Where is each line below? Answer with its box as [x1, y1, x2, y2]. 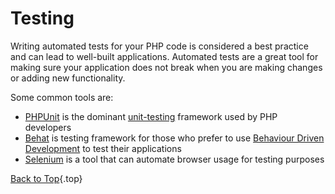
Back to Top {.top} [10, 172, 83, 184]
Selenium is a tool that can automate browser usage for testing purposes [24, 153, 325, 165]
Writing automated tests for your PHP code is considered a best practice [10, 40, 309, 52]
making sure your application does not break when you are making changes [10, 61, 323, 73]
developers [24, 121, 72, 133]
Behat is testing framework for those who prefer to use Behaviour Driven [24, 132, 325, 144]
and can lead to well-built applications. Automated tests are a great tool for [10, 50, 319, 62]
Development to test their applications [24, 142, 182, 154]
